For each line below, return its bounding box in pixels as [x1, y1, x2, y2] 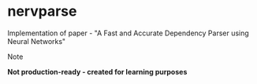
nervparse [7, 2, 77, 20]
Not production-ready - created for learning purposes [7, 67, 188, 76]
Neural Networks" [7, 36, 66, 46]
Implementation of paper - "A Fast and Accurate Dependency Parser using [7, 28, 249, 38]
